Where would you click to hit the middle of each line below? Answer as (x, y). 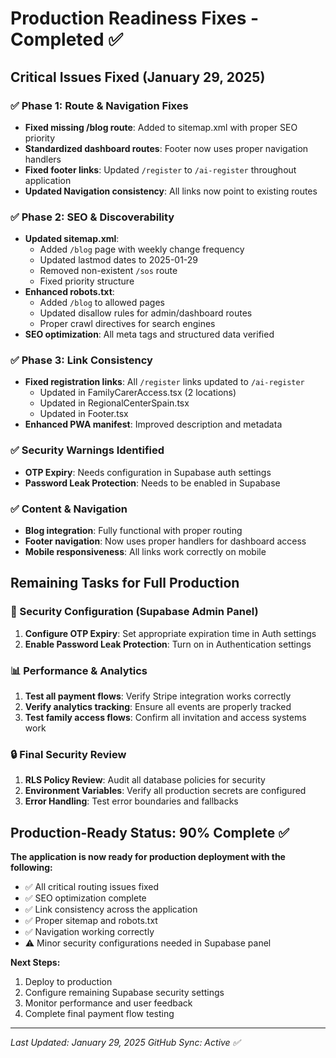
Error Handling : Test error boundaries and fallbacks (131, 801)
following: (31, 868)
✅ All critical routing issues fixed (92, 887)
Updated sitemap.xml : (72, 239)
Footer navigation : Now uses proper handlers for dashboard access (165, 541)
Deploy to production (68, 982)
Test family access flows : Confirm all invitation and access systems (165, 718)
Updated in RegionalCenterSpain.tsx (114, 403)
